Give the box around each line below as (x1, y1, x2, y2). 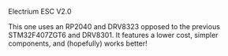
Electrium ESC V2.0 (8, 7, 73, 16)
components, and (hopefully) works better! (8, 39, 148, 48)
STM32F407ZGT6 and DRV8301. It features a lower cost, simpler (8, 31, 219, 39)
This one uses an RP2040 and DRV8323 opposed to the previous (8, 22, 221, 31)
